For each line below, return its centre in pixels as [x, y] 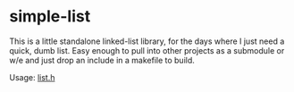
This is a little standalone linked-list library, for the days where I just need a [147, 41]
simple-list [50, 17]
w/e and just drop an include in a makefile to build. [102, 60]
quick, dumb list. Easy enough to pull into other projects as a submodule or [147, 50]
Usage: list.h [32, 77]
